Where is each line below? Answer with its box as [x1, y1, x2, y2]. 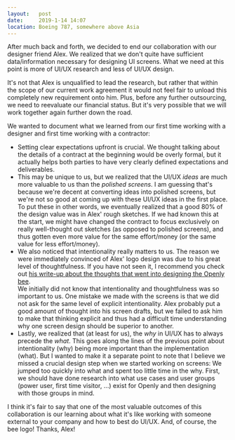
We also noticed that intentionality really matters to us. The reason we [17, 247, 220, 256]
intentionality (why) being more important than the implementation [17, 345, 209, 353]
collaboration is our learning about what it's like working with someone [7, 410, 212, 418]
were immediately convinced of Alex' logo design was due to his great [17, 255, 221, 263]
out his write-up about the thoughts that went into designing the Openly [17, 269, 225, 278]
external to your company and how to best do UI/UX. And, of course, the [7, 418, 217, 426]
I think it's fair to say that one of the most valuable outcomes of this [7, 403, 202, 411]
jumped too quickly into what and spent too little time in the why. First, [17, 366, 220, 375]
